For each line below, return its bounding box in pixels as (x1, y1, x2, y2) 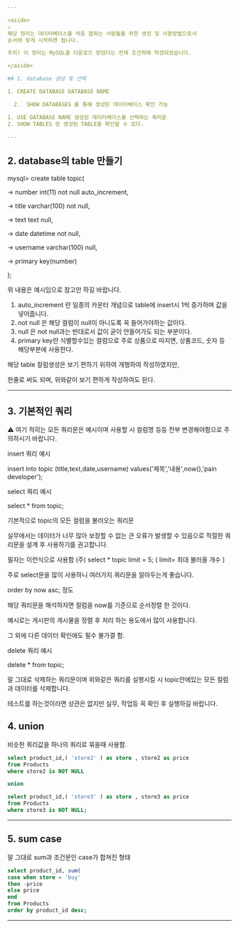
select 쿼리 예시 (7, 488, 52, 495)
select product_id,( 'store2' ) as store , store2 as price (7, 754, 190, 761)
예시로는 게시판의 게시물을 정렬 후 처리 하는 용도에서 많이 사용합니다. (7, 616, 197, 624)
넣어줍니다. (17, 309, 49, 318)
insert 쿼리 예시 (7, 450, 51, 458)
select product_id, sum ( (7, 867, 81, 874)
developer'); (7, 473, 43, 481)
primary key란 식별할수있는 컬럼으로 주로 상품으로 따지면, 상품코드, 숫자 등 (17, 336, 225, 345)
